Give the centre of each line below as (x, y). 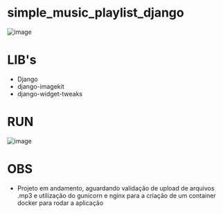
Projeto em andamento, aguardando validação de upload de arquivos (116, 188)
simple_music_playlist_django (96, 13)
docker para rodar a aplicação (60, 203)
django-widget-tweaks (50, 93)
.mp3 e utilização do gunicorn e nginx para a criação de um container (116, 195)
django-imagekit (41, 86)
